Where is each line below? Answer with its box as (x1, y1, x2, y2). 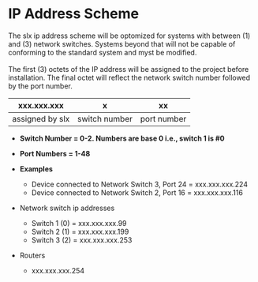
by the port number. (8, 81, 73, 91)
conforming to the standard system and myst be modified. (8, 47, 197, 57)
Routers (19, 250, 46, 260)
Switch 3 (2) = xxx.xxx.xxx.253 (31, 235, 133, 245)
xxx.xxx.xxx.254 (31, 265, 85, 275)
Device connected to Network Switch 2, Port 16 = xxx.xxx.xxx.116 (31, 187, 243, 197)
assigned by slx (12, 113, 70, 124)
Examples (19, 164, 54, 174)
